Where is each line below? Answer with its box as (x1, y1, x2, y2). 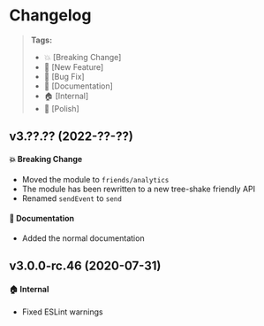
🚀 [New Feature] (43, 61, 104, 72)
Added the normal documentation (21, 232, 145, 244)
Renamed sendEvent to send (21, 192, 122, 204)
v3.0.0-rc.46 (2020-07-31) (9, 259, 162, 274)
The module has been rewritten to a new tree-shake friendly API (21, 183, 256, 194)
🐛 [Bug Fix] (43, 71, 86, 81)
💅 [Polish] (43, 103, 79, 113)
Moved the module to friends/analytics (21, 174, 170, 184)
